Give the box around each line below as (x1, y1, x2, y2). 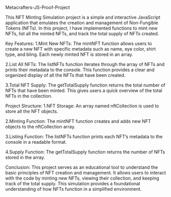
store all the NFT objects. (5, 108, 59, 114)
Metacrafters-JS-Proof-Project (5, 5, 70, 10)
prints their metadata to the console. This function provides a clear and (5, 67, 155, 73)
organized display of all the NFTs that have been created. (5, 72, 126, 78)
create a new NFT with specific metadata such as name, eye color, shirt (5, 46, 156, 52)
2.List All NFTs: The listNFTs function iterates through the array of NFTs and (5, 61, 165, 67)
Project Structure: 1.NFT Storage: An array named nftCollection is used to (5, 103, 159, 109)
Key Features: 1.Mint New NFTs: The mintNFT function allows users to (5, 40, 152, 47)
